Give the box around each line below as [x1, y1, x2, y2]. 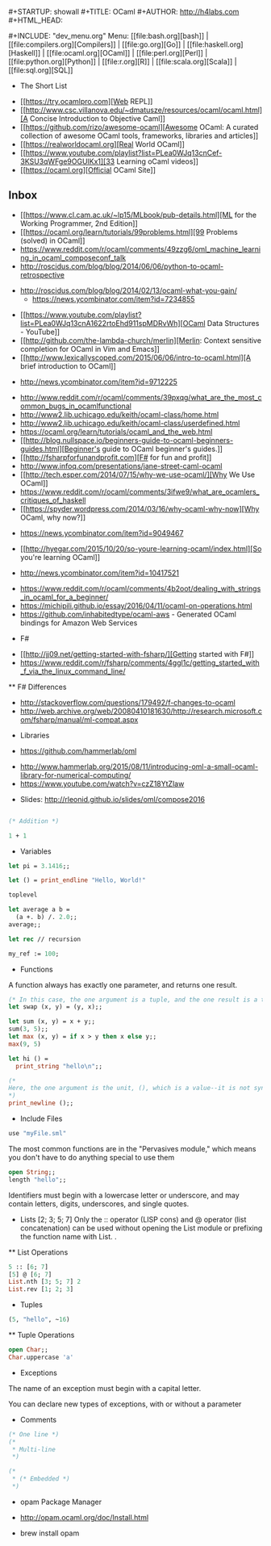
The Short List [19, 81, 68, 90]
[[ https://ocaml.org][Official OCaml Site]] [19, 165, 156, 174]
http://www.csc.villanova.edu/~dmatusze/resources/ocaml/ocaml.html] [25, 105, 263, 115]
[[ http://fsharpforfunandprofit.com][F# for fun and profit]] [19, 452, 212, 462]
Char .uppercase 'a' [8, 1353, 74, 1361]
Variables [19, 846, 52, 856]
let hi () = [8, 1055, 48, 1063]
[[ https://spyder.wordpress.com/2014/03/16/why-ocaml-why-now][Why [19, 503, 260, 513]
